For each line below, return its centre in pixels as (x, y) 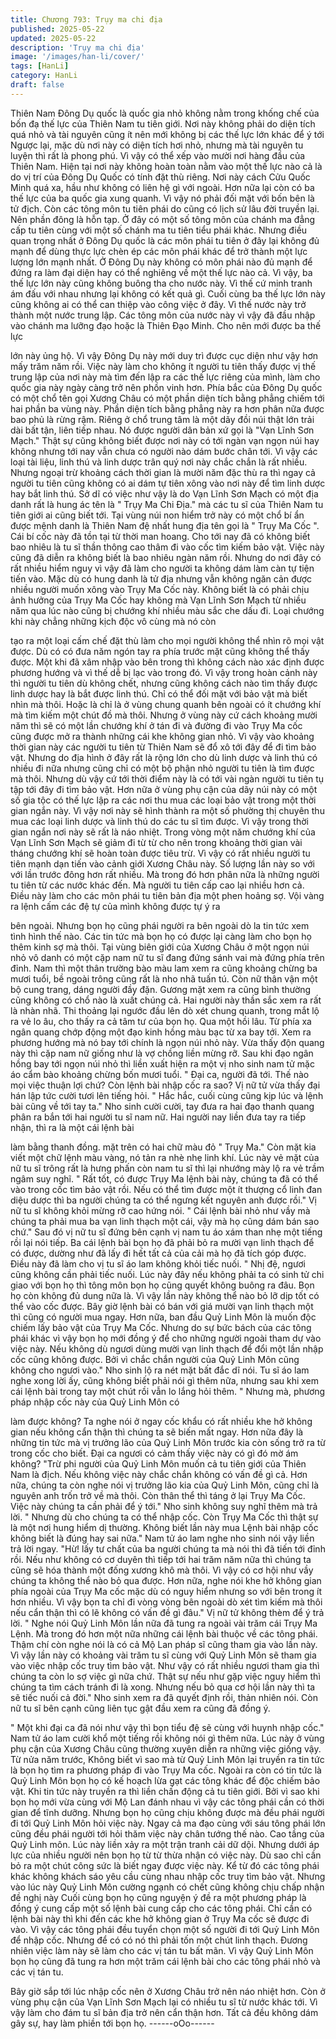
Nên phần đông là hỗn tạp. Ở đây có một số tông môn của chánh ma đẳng (163, 219)
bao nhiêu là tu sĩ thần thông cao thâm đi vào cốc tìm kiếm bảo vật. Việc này (167, 547)
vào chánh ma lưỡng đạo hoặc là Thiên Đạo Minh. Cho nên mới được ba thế (166, 325)
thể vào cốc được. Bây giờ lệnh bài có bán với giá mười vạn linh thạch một (162, 1306)
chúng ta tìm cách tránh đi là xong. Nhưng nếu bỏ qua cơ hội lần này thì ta (163, 1687)
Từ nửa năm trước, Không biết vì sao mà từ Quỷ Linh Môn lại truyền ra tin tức (167, 1759)
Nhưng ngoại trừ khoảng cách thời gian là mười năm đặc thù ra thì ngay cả (163, 472)
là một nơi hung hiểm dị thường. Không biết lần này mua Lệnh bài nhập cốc (164, 1527)
